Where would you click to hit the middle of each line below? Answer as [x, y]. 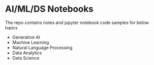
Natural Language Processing [42, 47]
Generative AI [26, 37]
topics [12, 27]
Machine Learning [31, 42]
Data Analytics [27, 53]
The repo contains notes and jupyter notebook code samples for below [77, 22]
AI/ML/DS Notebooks [49, 9]
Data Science [26, 58]
